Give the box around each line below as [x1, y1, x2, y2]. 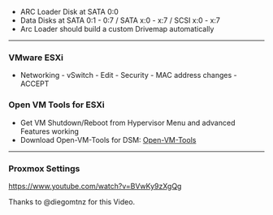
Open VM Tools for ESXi [8, 99, 105, 110]
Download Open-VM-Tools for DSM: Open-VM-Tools [19, 135, 197, 144]
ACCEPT [19, 79, 50, 88]
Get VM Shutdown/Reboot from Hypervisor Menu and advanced [19, 118, 236, 127]
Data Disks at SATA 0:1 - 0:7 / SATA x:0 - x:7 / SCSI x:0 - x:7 [19, 15, 221, 25]
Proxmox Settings [8, 162, 80, 174]
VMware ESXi [8, 52, 63, 63]
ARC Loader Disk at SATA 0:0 [19, 7, 119, 16]
